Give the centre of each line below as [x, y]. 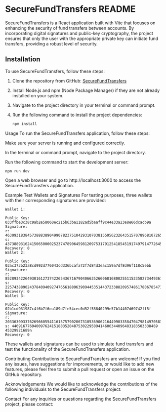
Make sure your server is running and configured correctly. [65, 143]
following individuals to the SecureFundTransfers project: [63, 389]
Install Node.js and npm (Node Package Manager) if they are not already [86, 90]
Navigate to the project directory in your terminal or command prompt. [84, 105]
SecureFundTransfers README [70, 9]
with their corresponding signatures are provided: [56, 200]
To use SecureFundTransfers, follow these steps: [55, 71]
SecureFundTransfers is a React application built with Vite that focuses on [80, 23]
